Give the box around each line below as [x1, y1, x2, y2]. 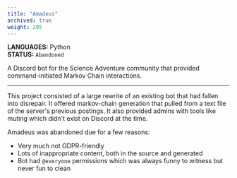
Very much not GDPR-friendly [17, 142, 104, 150]
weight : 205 [7, 23, 42, 30]
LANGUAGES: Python [7, 43, 71, 52]
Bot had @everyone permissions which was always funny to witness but [17, 157, 224, 165]
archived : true [7, 17, 52, 24]
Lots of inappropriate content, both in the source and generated [17, 149, 203, 158]
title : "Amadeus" [7, 10, 59, 18]
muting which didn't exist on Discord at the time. [7, 114, 148, 123]
